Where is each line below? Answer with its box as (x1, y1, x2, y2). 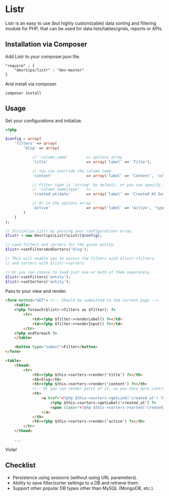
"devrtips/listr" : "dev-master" (14, 67, 84, 72)
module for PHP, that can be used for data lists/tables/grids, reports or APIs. (5, 25, 163, 31)
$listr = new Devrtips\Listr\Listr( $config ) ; (5, 233, 102, 238)
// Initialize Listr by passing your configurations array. (5, 228, 134, 233)
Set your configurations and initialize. (5, 117, 82, 124)
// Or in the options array (32, 201, 92, 206)
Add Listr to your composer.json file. (5, 53, 80, 59)
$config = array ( (5, 136, 42, 141)
